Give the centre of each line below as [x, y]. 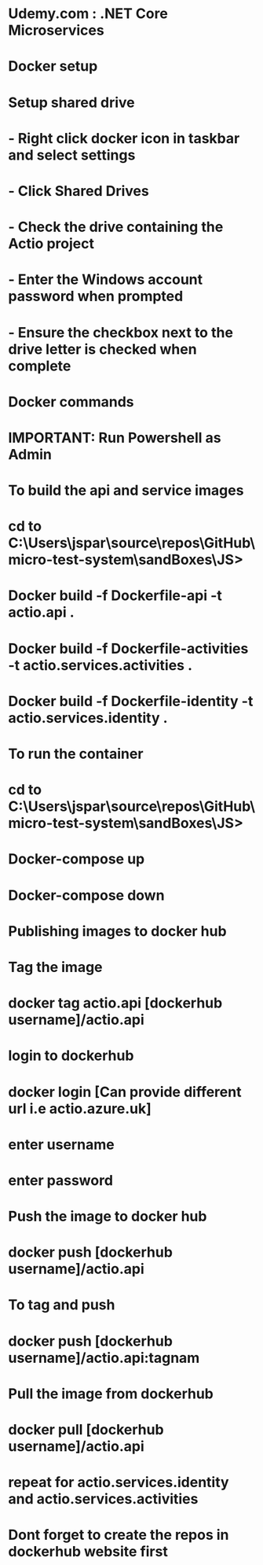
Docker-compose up [77, 859]
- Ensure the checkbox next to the [121, 332]
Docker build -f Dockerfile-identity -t [131, 701]
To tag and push [62, 1305]
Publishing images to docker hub [117, 931]
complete [40, 366]
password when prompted [96, 296]
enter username [62, 1144]
